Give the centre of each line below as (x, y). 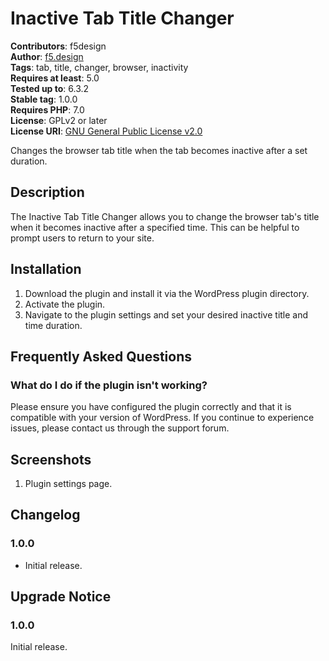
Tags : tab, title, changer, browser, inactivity (99, 67)
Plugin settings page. (68, 484)
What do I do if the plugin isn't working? (109, 385)
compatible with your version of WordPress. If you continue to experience (162, 418)
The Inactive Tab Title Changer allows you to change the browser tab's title (165, 216)
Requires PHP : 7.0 (47, 109)
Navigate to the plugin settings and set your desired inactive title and (166, 314)
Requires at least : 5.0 (55, 78)
